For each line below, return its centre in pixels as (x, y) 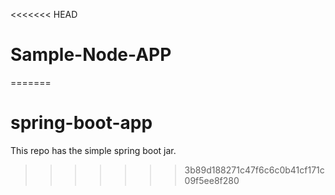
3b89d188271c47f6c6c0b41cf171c (254, 170)
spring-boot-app (81, 123)
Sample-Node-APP (91, 55)
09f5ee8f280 (212, 180)
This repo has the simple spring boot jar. (93, 150)
